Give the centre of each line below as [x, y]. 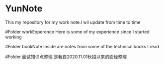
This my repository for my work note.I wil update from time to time [73, 22]
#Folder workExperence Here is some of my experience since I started [78, 32]
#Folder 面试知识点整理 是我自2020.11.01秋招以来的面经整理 [66, 57]
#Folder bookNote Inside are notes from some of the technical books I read [82, 46]
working [14, 37]
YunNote [24, 9]
